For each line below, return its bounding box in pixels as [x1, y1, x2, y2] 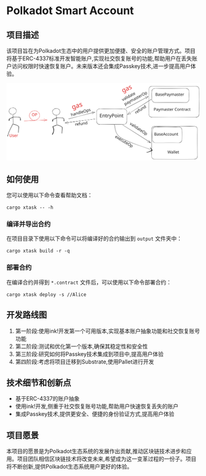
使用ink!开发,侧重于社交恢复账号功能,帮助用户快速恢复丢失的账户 [15, 403, 179, 410]
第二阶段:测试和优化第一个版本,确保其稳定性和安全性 [15, 342, 148, 350]
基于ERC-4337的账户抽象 [15, 395, 80, 402]
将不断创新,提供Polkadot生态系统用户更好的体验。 [6, 463, 133, 470]
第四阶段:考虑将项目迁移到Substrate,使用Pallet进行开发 [15, 357, 154, 365]
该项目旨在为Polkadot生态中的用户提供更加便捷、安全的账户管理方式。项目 [6, 47, 196, 54]
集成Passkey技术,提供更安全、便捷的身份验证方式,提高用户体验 [15, 410, 175, 418]
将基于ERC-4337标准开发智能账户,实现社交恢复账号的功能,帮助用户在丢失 [6, 55, 192, 62]
